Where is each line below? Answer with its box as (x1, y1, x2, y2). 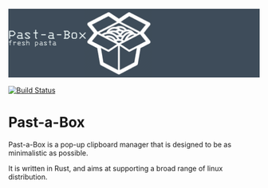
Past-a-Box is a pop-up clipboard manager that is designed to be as (8, 139, 232, 149)
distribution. (8, 172, 48, 182)
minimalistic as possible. (8, 148, 89, 158)
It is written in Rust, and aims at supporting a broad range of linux (8, 163, 223, 173)
